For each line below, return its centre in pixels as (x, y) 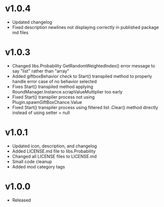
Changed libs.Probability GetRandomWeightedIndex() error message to (83, 66)
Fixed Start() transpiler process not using (53, 97)
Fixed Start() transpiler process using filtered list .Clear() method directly (85, 107)
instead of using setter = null (41, 113)
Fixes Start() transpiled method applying (53, 87)
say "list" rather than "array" (41, 71)
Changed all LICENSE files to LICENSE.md (54, 156)
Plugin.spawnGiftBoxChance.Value (47, 102)
